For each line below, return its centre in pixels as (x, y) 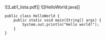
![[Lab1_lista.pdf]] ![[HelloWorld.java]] (42, 7)
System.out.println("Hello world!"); (61, 24)
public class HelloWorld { (32, 16)
